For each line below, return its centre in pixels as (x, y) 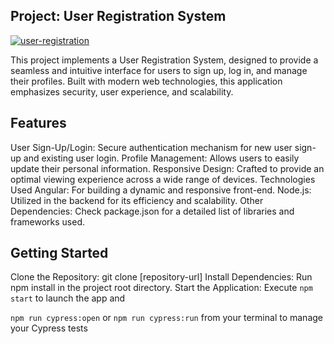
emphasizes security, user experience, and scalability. (122, 91)
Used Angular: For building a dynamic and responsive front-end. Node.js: (161, 190)
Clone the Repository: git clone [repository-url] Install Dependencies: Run (161, 277)
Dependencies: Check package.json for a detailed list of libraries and (152, 211)
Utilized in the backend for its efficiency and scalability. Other (137, 200)
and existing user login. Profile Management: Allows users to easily (161, 158)
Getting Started (59, 253)
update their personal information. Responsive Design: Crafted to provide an (167, 168)
